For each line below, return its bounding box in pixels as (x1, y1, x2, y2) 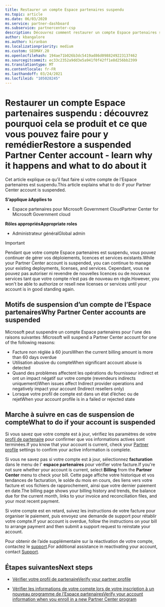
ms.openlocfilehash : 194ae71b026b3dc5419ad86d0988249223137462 (5, 53, 137, 58)
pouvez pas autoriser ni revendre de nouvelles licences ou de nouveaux (5, 270, 151, 276)
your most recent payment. (5, 499, 60, 504)
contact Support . (5, 549, 39, 555)
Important (5, 240, 25, 246)
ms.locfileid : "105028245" (5, 76, 60, 81)
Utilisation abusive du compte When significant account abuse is (12, 359, 142, 365)
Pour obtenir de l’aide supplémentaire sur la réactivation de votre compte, (5, 538, 154, 544)
